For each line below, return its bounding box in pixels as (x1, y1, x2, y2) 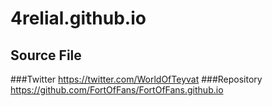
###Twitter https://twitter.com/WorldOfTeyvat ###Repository (10, 73, 263, 85)
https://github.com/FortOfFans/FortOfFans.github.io (10, 84, 224, 96)
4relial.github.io (10, 7, 147, 30)
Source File (10, 47, 82, 64)
